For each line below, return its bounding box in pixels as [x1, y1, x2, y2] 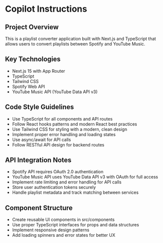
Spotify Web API [12, 83, 45, 89]
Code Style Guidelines [5, 103, 74, 111]
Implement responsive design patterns [12, 227, 90, 233]
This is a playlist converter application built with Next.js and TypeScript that [5, 36, 156, 41]
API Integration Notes [5, 156, 72, 164]
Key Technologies [5, 55, 61, 63]
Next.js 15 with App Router [12, 68, 66, 74]
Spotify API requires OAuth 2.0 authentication [12, 169, 104, 175]
